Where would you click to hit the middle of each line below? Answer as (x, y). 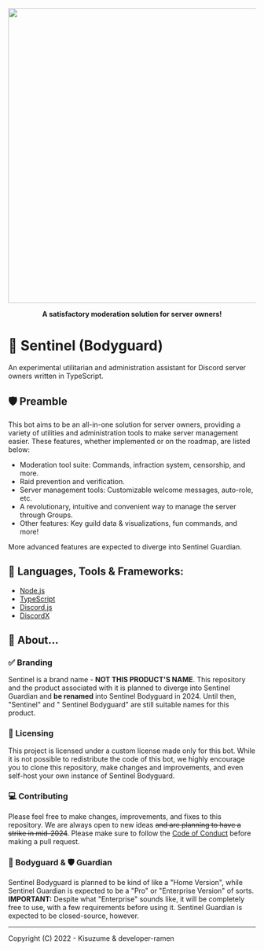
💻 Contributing (38, 796)
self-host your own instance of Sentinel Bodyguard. (92, 776)
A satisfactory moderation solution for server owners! (132, 314)
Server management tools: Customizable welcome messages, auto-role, (136, 490)
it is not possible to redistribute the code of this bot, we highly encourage (126, 758)
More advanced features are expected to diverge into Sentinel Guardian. (125, 546)
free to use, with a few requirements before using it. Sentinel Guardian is (125, 908)
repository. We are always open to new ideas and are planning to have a (125, 824)
